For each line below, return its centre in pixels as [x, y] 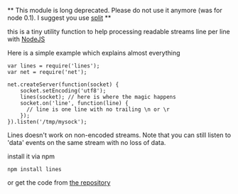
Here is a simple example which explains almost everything [94, 53]
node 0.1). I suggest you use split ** [59, 18]
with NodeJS [26, 39]
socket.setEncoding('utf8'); [63, 91]
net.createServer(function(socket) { [63, 85]
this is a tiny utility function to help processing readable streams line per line [119, 32]
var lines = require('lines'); [54, 66]
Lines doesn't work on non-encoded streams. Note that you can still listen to [119, 135]
